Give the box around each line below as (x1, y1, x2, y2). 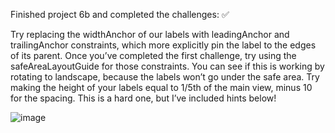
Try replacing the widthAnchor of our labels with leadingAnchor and (10, 29, 290, 40)
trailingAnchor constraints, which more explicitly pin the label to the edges (10, 39, 317, 51)
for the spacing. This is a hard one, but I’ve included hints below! (10, 92, 277, 104)
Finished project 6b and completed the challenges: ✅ (10, 9, 230, 20)
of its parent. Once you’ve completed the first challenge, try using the (10, 50, 297, 61)
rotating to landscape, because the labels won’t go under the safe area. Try (10, 71, 320, 83)
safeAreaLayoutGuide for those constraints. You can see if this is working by (10, 60, 325, 72)
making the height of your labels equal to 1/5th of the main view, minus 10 (10, 82, 313, 93)
